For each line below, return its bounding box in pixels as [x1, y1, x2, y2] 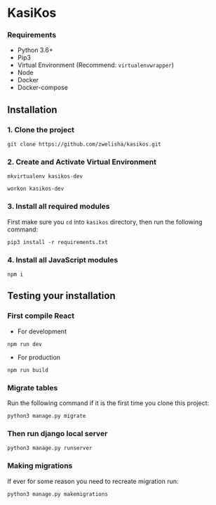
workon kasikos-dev [7, 185, 65, 193]
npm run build [7, 366, 49, 373]
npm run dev [7, 340, 42, 347]
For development [17, 327, 67, 335]
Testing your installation [7, 290, 116, 302]
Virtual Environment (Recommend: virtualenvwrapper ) [17, 61, 174, 70]
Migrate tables [7, 383, 58, 392]
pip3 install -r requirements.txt [7, 238, 109, 245]
